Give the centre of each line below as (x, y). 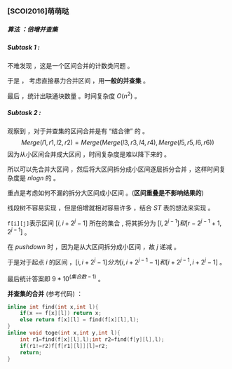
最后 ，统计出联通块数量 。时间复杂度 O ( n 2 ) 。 (74, 95)
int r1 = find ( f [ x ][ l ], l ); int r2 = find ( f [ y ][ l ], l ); (92, 339)
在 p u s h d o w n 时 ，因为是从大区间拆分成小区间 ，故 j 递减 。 (94, 247)
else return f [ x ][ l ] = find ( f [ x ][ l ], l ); (80, 320)
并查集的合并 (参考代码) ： (45, 293)
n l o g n (35, 177)
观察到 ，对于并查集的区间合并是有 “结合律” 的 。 (78, 130)
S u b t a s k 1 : (23, 47)
